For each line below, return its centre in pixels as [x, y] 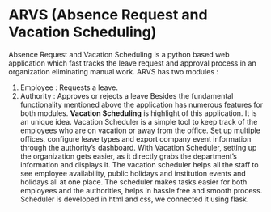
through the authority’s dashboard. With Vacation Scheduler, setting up [138, 147]
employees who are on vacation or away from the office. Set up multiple [140, 130]
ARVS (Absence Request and [108, 15]
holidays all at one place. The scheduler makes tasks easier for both [133, 182]
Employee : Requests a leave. [69, 87]
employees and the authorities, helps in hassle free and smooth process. [141, 190]
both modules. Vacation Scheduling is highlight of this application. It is [138, 113]
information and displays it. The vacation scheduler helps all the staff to [139, 164]
